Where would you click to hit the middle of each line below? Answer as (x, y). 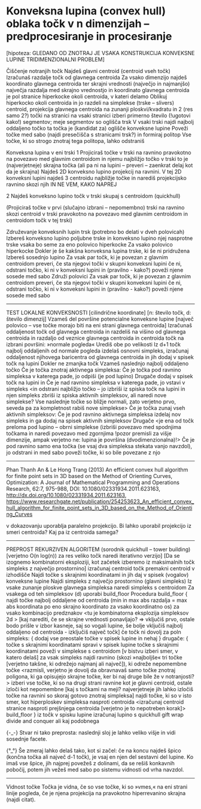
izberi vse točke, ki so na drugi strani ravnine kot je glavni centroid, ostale (102, 683)
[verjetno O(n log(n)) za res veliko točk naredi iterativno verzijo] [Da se (93, 555)
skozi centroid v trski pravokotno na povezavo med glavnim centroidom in (97, 214)
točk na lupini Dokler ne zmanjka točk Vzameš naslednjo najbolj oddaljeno (98, 363)
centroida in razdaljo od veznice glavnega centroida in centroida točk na (95, 338)
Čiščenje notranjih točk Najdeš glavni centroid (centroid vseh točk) (88, 71)
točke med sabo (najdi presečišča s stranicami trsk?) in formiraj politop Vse (99, 134)
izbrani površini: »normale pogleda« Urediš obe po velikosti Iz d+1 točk (94, 344)
